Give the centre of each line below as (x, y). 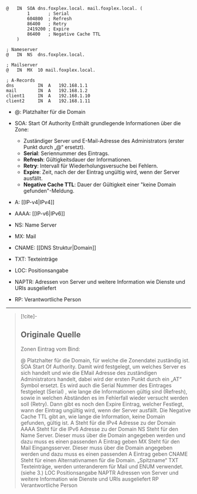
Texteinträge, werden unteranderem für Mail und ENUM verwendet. (102, 466)
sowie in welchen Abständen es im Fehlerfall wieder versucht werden (104, 398)
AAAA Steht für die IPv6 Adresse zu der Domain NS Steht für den (99, 429)
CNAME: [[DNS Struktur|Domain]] (55, 248)
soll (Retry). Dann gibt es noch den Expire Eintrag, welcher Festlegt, (102, 404)
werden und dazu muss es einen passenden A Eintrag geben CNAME (104, 454)
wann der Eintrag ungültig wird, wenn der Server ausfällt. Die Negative (106, 410)
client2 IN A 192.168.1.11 (48, 101)
